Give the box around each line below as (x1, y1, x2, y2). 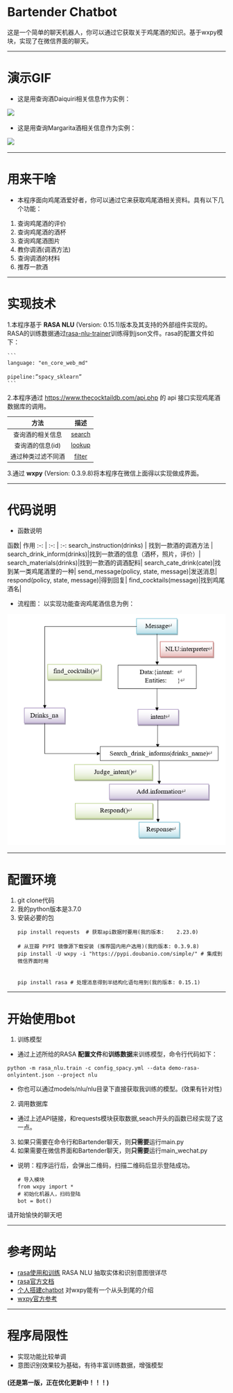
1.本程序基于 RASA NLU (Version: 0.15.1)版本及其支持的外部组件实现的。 (7, 320, 212, 329)
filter (74, 452, 88, 460)
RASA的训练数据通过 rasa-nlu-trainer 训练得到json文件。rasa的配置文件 (7, 329, 208, 337)
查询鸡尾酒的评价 (17, 219, 67, 227)
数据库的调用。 (7, 402, 50, 410)
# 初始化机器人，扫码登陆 (17, 1191, 81, 1198)
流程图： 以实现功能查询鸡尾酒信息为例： (17, 599, 135, 608)
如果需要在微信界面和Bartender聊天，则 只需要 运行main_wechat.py (17, 1146, 208, 1155)
